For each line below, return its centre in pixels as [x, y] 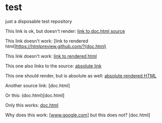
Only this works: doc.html [32, 105]
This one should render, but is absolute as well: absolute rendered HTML [81, 75]
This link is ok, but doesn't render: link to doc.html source [65, 31]
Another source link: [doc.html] [38, 86]
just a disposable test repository [39, 21]
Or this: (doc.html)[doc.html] [35, 95]
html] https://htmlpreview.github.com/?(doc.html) [56, 46]
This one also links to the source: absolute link [53, 66]
